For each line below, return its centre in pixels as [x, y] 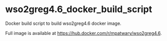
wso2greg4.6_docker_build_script [79, 9]
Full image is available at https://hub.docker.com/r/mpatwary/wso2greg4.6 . [83, 33]
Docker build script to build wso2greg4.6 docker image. [63, 23]
